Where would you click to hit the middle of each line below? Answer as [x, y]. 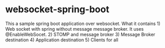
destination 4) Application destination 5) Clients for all [62, 40]
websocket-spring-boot [57, 9]
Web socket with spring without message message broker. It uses [75, 29]
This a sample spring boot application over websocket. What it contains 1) [83, 23]
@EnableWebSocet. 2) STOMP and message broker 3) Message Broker [80, 34]
